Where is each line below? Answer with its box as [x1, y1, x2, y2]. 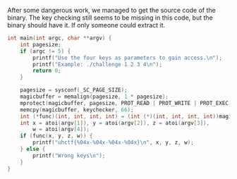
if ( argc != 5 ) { [20, 47, 71, 55]
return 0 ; [32, 67, 61, 75]
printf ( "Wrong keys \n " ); [32, 152, 106, 159]
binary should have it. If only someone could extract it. [7, 21, 166, 29]
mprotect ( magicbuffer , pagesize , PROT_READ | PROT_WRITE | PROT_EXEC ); [20, 99, 235, 106]
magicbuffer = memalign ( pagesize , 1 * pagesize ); [20, 93, 169, 100]
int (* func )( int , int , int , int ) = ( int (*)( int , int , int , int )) [20, 113, 220, 120]
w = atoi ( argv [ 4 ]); [32, 126, 90, 133]
